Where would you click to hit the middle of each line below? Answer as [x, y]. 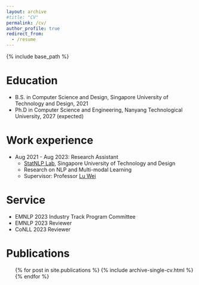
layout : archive [26, 12]
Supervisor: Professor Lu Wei [60, 176]
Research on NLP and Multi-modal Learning [78, 169]
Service [26, 200]
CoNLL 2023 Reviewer [42, 229]
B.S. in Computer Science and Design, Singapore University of [91, 97]
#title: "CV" [22, 17]
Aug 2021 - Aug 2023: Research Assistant [66, 157]
